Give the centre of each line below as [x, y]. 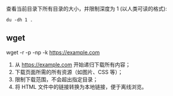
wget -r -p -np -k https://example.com [53, 52]
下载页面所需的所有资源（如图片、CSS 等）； [69, 72]
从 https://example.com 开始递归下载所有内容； [73, 65]
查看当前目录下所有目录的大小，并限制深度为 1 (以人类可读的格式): [86, 9]
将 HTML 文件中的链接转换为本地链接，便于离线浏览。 [81, 87]
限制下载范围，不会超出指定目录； [56, 79]
